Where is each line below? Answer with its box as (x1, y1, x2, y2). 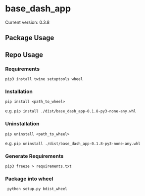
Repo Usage (5, 50, 44, 59)
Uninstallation (5, 120, 40, 127)
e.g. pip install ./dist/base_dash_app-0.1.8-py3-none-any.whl (5, 108, 136, 114)
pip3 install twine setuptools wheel (5, 77, 83, 82)
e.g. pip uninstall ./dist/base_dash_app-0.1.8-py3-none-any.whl (5, 140, 141, 146)
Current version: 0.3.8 (5, 19, 50, 25)
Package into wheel (5, 175, 53, 182)
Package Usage (5, 34, 54, 42)
